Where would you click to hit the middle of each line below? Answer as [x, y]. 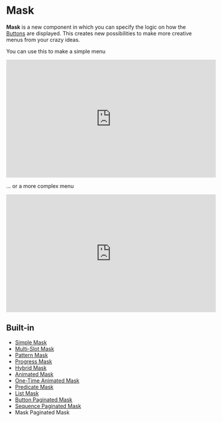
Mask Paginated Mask [42, 412]
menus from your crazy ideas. [43, 40]
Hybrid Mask [31, 368]
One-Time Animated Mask [47, 380]
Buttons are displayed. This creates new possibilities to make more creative [99, 33]
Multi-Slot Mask [34, 348]
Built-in [20, 328]
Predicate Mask [34, 387]
